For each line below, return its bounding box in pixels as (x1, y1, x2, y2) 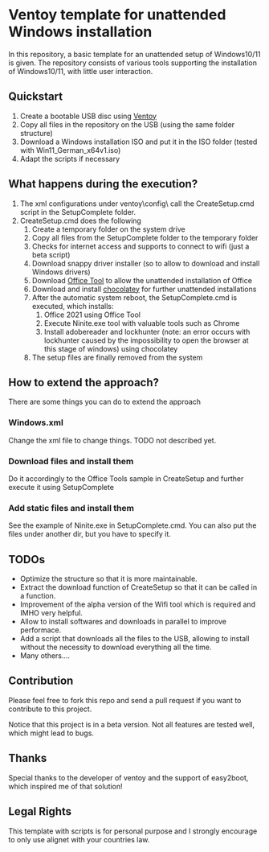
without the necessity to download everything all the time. (19, 642, 212, 652)
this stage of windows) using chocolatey (43, 344, 178, 353)
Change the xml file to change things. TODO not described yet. (8, 435, 217, 445)
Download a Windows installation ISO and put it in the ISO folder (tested (19, 137, 258, 146)
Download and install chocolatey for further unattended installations (31, 284, 257, 294)
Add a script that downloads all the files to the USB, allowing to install (19, 634, 250, 644)
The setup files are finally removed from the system (31, 352, 203, 362)
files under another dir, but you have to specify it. (8, 529, 171, 539)
